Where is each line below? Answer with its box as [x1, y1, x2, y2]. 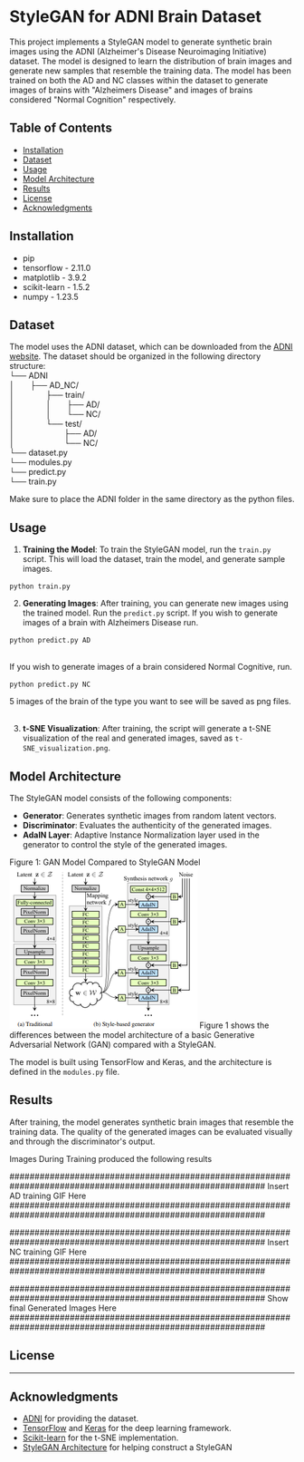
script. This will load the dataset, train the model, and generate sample [22, 554, 286, 565]
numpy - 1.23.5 [22, 291, 79, 302]
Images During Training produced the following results [9, 1153, 213, 1164]
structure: [9, 361, 46, 372]
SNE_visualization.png [22, 744, 109, 753]
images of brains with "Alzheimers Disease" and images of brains [9, 84, 253, 95]
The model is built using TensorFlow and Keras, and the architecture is [9, 1057, 272, 1067]
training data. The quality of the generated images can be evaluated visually [9, 1126, 293, 1137]
